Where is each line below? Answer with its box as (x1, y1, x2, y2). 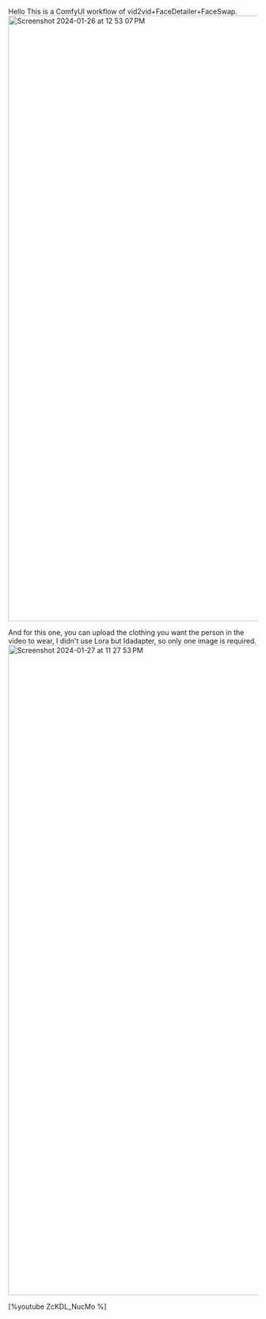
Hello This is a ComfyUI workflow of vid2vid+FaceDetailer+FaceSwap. (8, 7, 237, 16)
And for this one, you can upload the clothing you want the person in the (8, 628, 245, 637)
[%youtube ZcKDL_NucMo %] (8, 1302, 107, 1311)
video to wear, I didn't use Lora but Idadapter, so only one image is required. (8, 636, 257, 645)
